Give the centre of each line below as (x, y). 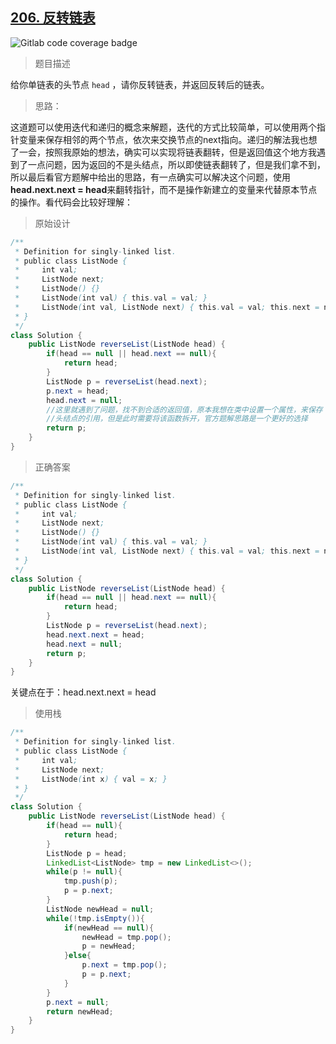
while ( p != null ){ (84, 872)
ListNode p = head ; (87, 853)
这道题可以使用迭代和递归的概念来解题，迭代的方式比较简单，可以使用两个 (163, 127)
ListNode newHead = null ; (100, 909)
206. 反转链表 (53, 18)
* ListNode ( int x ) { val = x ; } (91, 779)
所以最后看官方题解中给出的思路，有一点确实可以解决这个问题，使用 (150, 177)
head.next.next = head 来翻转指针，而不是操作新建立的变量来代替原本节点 (164, 189)
